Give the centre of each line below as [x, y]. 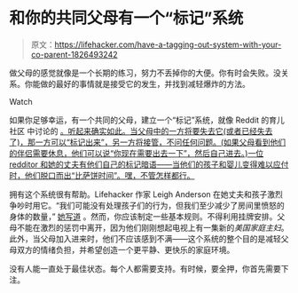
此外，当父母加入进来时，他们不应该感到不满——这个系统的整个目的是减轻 [145, 238]
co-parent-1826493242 [74, 54]
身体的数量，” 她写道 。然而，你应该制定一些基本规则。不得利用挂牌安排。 [143, 216]
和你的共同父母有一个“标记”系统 [126, 18]
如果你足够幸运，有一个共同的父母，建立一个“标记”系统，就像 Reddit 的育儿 [147, 120]
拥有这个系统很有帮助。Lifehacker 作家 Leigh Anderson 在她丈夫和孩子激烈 [146, 194]
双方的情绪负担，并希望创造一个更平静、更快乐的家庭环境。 [125, 249]
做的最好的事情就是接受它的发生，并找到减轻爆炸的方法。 [145, 83]
